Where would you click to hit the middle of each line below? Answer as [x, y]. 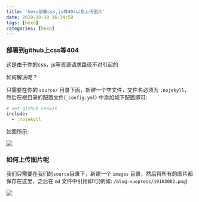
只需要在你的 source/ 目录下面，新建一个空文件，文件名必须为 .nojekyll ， [98, 89]
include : [17, 114]
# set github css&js [32, 108]
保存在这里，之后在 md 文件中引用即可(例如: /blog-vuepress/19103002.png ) [97, 181]
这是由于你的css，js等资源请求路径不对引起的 [62, 64]
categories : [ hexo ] [30, 28]
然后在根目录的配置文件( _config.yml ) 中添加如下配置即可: [77, 97]
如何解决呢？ [22, 77]
